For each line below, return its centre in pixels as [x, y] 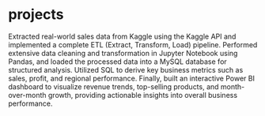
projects [36, 15]
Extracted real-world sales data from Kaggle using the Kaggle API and [122, 36]
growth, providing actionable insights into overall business [143, 95]
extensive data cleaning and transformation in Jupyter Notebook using [123, 53]
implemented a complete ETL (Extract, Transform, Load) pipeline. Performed [133, 44]
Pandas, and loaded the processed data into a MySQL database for [117, 62]
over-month [27, 95]
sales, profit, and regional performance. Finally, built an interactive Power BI [132, 78]
